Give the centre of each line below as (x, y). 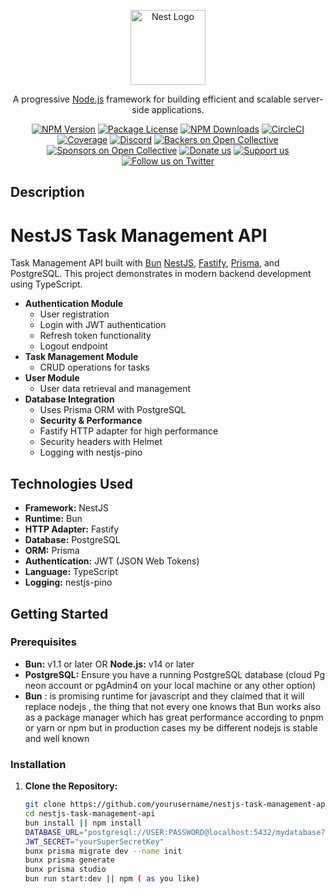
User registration (74, 314)
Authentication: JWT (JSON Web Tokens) (112, 561)
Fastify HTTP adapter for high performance (129, 431)
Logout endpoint (73, 346)
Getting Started (59, 613)
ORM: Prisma (52, 551)
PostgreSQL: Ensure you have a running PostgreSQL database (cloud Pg (175, 674)
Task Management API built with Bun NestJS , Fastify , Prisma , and (145, 263)
